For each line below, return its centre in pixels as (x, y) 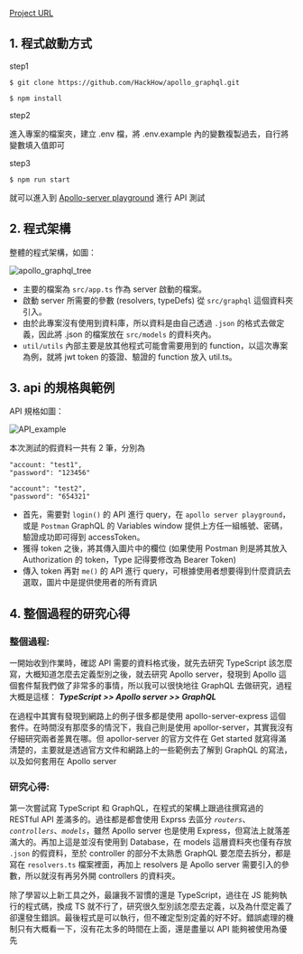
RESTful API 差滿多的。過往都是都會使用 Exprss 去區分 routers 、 (130, 819)
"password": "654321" (50, 497)
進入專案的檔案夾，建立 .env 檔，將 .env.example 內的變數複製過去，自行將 (149, 134)
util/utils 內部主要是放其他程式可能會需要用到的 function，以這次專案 (155, 345)
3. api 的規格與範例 (62, 388)
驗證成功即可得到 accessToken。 (83, 538)
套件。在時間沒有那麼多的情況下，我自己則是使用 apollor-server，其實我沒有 (151, 727)
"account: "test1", (46, 465)
